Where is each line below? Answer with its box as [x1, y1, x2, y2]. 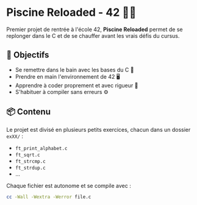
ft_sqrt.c [15, 152, 41, 158]
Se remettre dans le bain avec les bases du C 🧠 [15, 66, 134, 73]
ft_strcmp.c [15, 158, 46, 164]
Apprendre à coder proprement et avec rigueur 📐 [15, 82, 138, 89]
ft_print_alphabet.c [15, 145, 68, 151]
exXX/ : [6, 132, 23, 140]
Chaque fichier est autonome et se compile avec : [6, 182, 131, 189]
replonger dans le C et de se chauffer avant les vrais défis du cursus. [6, 32, 180, 39]
